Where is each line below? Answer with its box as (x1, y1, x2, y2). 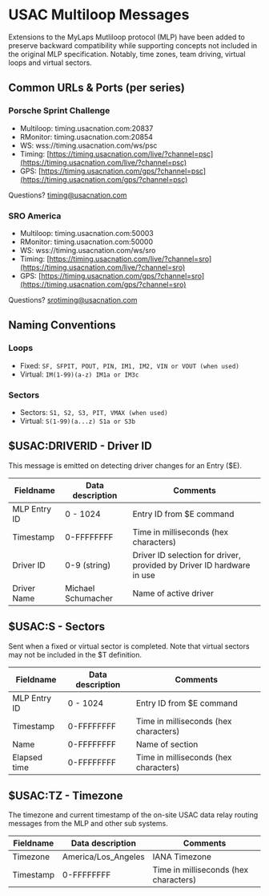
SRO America (8, 210, 62, 222)
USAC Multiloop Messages (8, 6, 190, 24)
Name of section (135, 739, 199, 750)
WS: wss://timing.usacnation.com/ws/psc (19, 141, 158, 150)
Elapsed (12, 751, 42, 763)
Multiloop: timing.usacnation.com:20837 (19, 123, 154, 133)
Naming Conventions (8, 319, 116, 332)
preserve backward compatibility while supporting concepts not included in (8, 40, 258, 50)
